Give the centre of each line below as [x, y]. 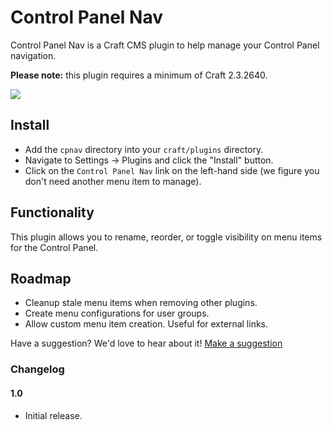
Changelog [37, 369]
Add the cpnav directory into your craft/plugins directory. [144, 149]
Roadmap [41, 278]
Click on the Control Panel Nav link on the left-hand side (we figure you [172, 170]
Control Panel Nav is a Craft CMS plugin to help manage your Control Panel [165, 45]
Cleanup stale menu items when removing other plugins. [141, 303]
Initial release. [53, 415]
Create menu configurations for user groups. [117, 313]
